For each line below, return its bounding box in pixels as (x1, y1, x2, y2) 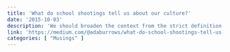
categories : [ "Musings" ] (7, 35, 84, 42)
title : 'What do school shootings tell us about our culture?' (7, 9, 192, 17)
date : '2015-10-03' (7, 16, 63, 23)
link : (7, 28, 23, 36)
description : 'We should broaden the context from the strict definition (7, 22, 222, 29)
